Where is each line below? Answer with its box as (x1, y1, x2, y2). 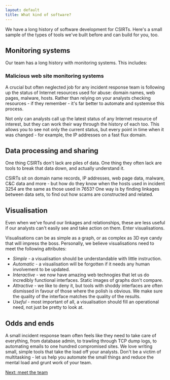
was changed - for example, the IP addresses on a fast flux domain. (5, 132, 147, 138)
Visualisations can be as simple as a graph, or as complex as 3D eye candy (5, 235, 162, 241)
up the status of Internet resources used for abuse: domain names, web (5, 90, 155, 96)
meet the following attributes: (5, 246, 67, 252)
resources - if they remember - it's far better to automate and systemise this (5, 100, 165, 106)
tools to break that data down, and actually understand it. (5, 165, 125, 171)
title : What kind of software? (5, 12, 72, 17)
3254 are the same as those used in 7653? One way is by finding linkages (5, 186, 160, 192)
